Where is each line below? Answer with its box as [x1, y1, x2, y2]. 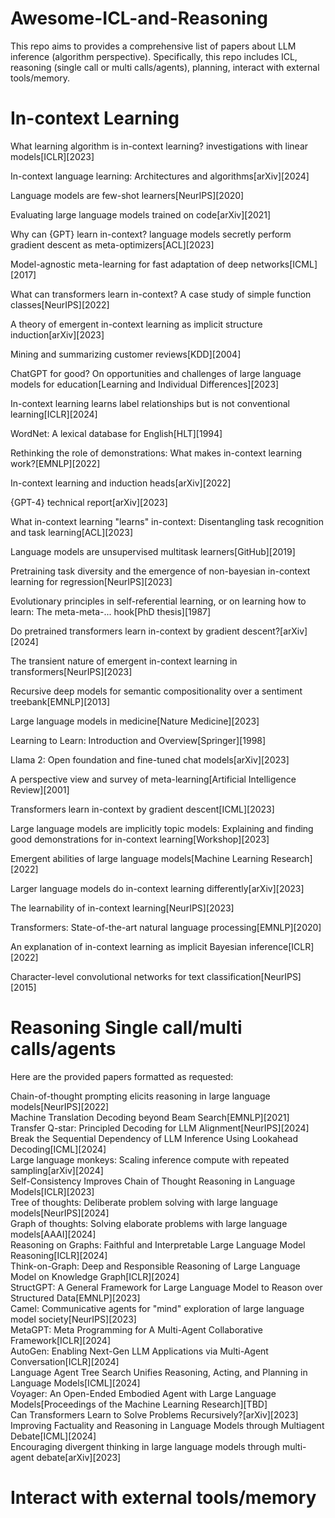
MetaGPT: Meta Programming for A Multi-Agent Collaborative [10, 1323, 263, 1336]
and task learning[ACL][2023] [10, 526, 134, 538]
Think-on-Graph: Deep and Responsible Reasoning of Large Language [10, 1260, 301, 1272]
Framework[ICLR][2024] [10, 1334, 112, 1346]
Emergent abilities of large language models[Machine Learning [10, 852, 269, 864]
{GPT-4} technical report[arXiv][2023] [10, 496, 168, 508]
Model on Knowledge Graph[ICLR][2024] [10, 1270, 180, 1282]
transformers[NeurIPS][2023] [10, 665, 133, 677]
